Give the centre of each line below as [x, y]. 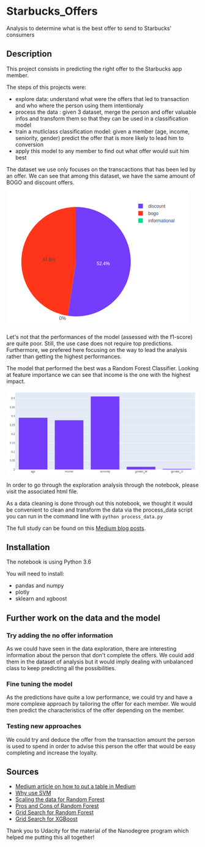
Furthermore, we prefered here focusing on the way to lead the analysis [97, 349]
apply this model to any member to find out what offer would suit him [102, 151]
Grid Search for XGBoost [46, 819]
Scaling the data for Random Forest [60, 799]
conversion [29, 144]
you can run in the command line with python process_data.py [85, 516]
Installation [28, 547]
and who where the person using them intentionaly [79, 105]
